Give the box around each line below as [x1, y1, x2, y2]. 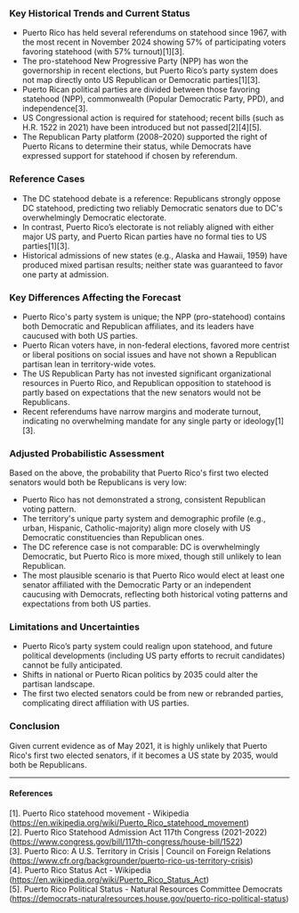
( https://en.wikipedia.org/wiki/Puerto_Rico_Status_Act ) [9, 874, 209, 884]
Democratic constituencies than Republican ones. [21, 532, 205, 543]
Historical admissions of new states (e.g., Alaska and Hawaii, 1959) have [21, 250, 287, 260]
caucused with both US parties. [21, 330, 138, 341]
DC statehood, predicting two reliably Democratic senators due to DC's [21, 202, 283, 213]
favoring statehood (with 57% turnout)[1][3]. [21, 46, 185, 57]
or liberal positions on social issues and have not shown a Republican [21, 349, 278, 359]
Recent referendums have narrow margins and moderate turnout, [21, 406, 261, 416]
